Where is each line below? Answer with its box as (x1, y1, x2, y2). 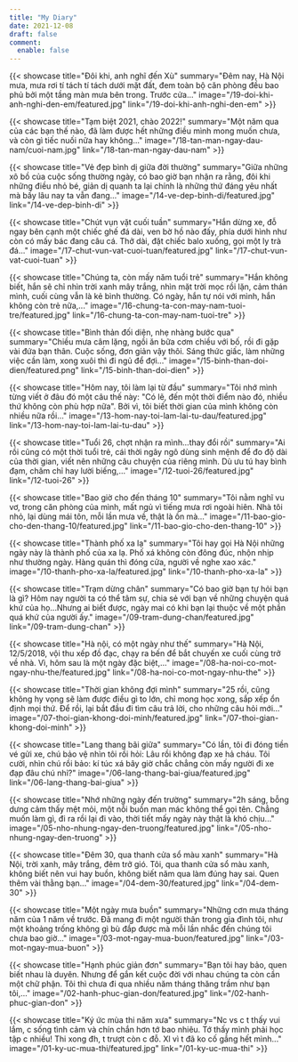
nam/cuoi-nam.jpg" (9, 144, 81, 156)
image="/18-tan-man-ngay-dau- (144, 135, 264, 146)
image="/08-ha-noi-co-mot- (172, 658, 278, 669)
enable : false (17, 46, 69, 55)
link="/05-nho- (216, 823, 272, 833)
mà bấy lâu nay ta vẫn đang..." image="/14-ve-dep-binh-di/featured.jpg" (9, 191, 276, 201)
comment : (9, 37, 42, 47)
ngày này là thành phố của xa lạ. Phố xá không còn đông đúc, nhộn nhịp (9, 547, 274, 558)
